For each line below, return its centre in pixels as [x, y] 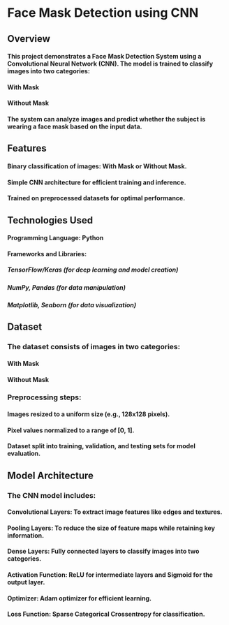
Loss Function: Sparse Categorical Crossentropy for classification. [106, 614]
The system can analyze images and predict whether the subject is [106, 119]
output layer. [26, 582]
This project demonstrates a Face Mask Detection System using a [104, 57]
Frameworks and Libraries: [47, 253]
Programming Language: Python [56, 238]
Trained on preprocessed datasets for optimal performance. [96, 198]
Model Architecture [51, 475]
